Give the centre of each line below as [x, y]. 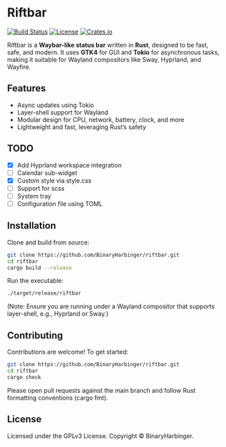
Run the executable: [35, 281]
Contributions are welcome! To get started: [68, 352]
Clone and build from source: [48, 242]
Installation [32, 226]
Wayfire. [19, 67]
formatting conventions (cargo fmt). [58, 398]
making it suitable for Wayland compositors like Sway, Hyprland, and [104, 59]
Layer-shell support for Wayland [63, 112]
